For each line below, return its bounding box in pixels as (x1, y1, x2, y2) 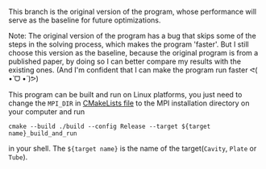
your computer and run (8, 107, 85, 116)
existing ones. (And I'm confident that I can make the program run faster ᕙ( (8, 65, 258, 75)
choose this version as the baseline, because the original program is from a (8, 48, 259, 57)
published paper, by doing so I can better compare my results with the (8, 56, 242, 66)
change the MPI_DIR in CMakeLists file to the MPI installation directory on (8, 98, 250, 108)
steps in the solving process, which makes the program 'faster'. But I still (8, 39, 249, 49)
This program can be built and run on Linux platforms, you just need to (8, 90, 243, 99)
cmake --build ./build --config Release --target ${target (8, 122, 211, 130)
